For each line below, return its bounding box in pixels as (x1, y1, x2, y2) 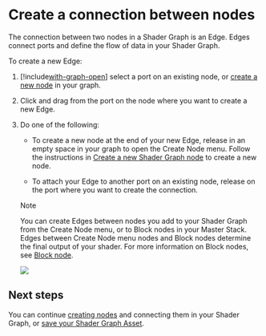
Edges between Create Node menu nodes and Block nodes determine (19, 233, 252, 242)
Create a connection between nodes (8, 6, 256, 24)
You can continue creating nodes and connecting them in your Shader (8, 310, 240, 319)
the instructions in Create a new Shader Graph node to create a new (31, 152, 257, 162)
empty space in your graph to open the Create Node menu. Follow (31, 144, 251, 153)
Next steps (8, 289, 64, 302)
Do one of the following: (19, 119, 100, 129)
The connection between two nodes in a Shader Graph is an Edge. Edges (8, 32, 250, 42)
